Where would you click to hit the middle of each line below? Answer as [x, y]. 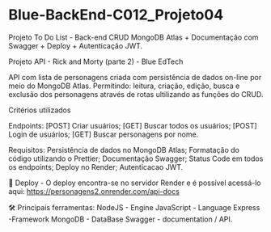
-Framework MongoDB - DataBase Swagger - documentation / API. [121, 219]
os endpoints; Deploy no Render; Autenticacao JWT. [96, 167]
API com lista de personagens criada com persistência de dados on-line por [135, 77]
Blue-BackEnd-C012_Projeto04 [116, 15]
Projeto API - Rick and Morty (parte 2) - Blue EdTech [96, 61]
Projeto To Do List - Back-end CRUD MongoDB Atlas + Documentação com [133, 37]
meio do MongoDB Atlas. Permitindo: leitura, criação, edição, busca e [124, 86]
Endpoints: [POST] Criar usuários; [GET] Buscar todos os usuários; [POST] [133, 125]
